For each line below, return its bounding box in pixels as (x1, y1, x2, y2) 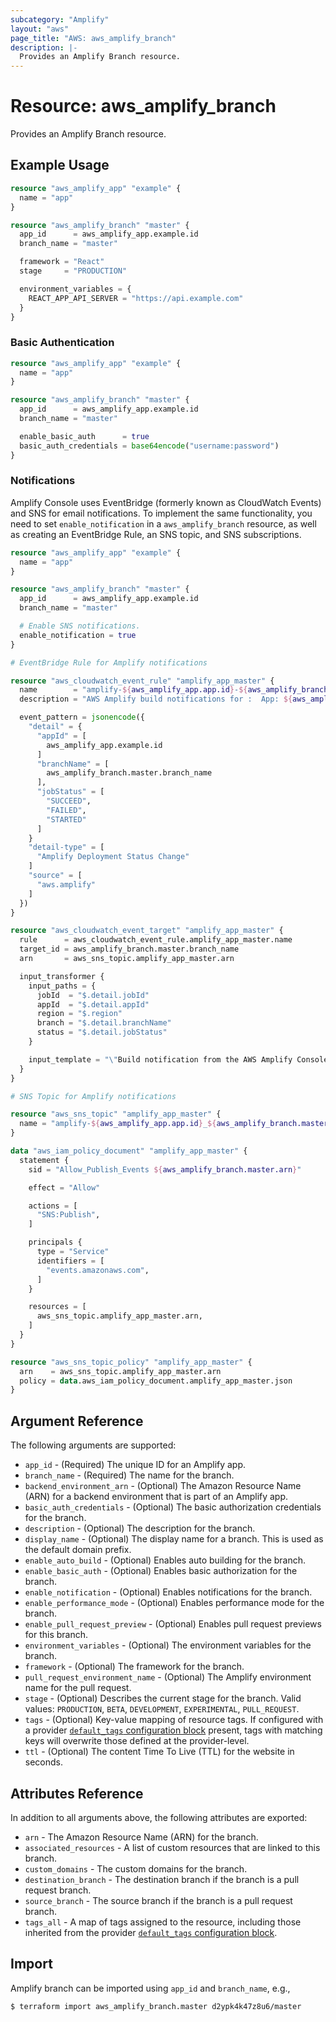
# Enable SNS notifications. (19, 621, 141, 631)
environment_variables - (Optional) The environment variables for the (24, 1639, 312, 1651)
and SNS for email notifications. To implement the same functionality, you (10, 507, 313, 519)
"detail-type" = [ (28, 842, 105, 853)
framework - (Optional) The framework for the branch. (24, 1661, 245, 1673)
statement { (19, 1155, 70, 1165)
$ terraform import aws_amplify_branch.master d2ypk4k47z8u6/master (10, 2001, 302, 2011)
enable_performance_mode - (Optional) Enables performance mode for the (24, 1597, 325, 1609)
